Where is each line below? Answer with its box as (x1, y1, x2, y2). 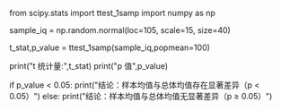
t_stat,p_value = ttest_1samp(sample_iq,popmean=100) (9, 42, 211, 53)
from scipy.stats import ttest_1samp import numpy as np (9, 8, 215, 18)
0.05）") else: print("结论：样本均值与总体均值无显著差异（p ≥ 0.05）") (9, 91, 273, 101)
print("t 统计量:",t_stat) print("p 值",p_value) (9, 61, 169, 71)
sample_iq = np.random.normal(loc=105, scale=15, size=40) (9, 25, 231, 35)
